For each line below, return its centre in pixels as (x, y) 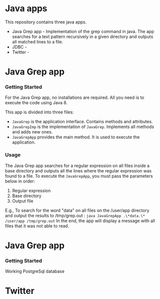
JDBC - (19, 47)
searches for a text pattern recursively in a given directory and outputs (83, 37)
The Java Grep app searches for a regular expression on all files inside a (77, 166)
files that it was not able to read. (37, 226)
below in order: (20, 181)
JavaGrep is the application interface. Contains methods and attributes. (82, 122)
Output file (23, 201)
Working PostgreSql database (35, 271)
